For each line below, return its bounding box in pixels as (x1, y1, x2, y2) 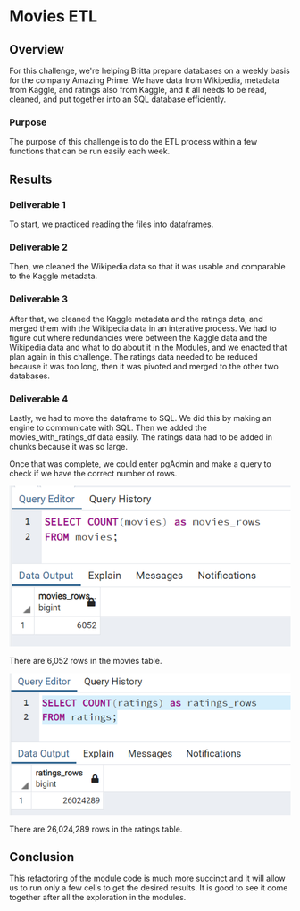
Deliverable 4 (9, 393, 69, 405)
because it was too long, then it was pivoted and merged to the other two (9, 360, 279, 371)
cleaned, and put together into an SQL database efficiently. (9, 94, 226, 104)
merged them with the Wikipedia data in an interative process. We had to (9, 323, 277, 334)
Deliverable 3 (9, 293, 69, 305)
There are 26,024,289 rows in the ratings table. (9, 824, 183, 834)
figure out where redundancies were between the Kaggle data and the (9, 332, 268, 343)
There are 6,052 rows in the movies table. (9, 655, 162, 666)
